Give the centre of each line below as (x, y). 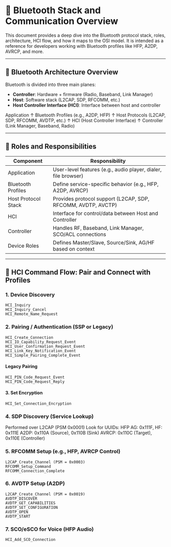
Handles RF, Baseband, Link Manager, (98, 228)
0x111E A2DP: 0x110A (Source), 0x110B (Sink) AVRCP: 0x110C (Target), (79, 433)
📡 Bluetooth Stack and (53, 10)
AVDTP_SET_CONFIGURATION (32, 507)
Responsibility (108, 161)
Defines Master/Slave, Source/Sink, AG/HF (104, 242)
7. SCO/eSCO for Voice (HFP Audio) (50, 529)
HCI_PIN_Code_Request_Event (35, 377)
